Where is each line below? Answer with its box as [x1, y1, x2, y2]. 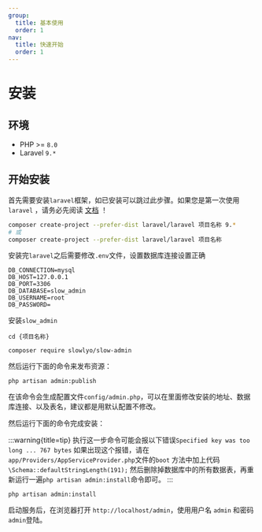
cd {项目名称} [8, 333, 50, 341]
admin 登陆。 [8, 515, 47, 525]
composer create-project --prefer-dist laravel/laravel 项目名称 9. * [8, 221, 236, 229]
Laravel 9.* [19, 148, 57, 158]
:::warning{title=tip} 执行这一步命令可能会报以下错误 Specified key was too [8, 435, 250, 445]
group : [8, 11, 30, 20]
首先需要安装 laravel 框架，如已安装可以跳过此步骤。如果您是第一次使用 [8, 195, 240, 205]
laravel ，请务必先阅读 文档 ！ [8, 205, 108, 214]
